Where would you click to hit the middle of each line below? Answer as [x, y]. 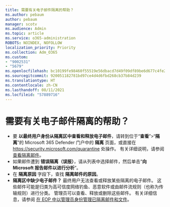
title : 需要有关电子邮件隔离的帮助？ [40, 10]
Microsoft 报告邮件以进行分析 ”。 [47, 168]
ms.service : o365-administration [40, 38]
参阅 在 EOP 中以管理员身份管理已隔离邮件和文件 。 [79, 199]
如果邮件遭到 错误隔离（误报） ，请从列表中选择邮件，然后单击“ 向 [79, 161]
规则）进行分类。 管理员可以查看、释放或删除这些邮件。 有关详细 [85, 193]
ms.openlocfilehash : [27, 71]
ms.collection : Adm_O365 [31, 52]
